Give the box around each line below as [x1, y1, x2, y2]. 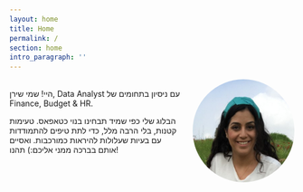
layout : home [9, 14, 59, 24]
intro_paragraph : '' [9, 53, 88, 62]
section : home [9, 43, 63, 53]
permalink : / [9, 34, 59, 43]
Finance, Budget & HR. [9, 98, 93, 109]
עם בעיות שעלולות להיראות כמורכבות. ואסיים [9, 135, 162, 146]
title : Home [9, 24, 54, 34]
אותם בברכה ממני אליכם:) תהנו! [9, 145, 119, 156]
